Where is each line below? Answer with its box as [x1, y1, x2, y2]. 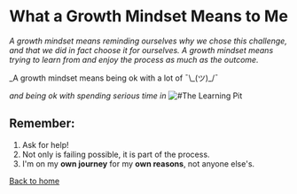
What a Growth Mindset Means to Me [9, 6, 288, 27]
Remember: [9, 116, 75, 131]
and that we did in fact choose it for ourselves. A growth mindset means [9, 44, 274, 55]
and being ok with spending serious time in [9, 90, 167, 101]
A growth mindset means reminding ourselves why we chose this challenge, [9, 35, 288, 46]
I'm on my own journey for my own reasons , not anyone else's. [21, 158, 255, 169]
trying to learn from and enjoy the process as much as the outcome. [9, 54, 259, 65]
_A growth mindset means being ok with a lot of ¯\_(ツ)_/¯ [9, 73, 219, 83]
